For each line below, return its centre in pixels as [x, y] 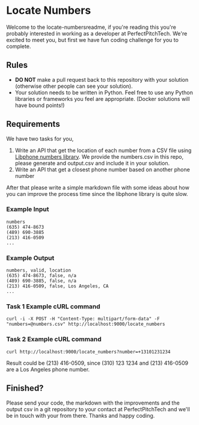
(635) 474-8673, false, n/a [41, 276]
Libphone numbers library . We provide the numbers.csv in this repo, [99, 156]
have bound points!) [40, 105]
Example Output [30, 258]
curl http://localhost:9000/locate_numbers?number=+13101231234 [88, 352]
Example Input [28, 209]
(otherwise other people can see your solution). [74, 86]
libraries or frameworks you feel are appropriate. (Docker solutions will [103, 99]
